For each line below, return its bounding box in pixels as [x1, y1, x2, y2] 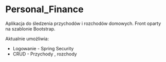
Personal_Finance [5, 4, 84, 15]
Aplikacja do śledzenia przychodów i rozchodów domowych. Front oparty [5, 20, 161, 26]
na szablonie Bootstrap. [5, 25, 56, 32]
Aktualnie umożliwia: [5, 36, 49, 42]
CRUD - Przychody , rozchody [12, 51, 77, 57]
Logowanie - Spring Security [12, 45, 74, 51]
